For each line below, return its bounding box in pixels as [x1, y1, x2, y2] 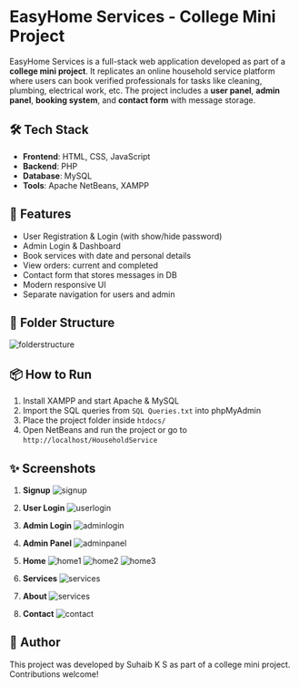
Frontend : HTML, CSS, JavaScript [22, 150, 151, 161]
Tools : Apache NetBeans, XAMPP [22, 179, 150, 190]
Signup [22, 485, 51, 496]
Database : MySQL [22, 170, 93, 181]
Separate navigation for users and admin [22, 289, 175, 300]
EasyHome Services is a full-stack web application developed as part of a [9, 56, 286, 67]
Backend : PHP [22, 160, 78, 171]
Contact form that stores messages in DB [22, 269, 177, 280]
